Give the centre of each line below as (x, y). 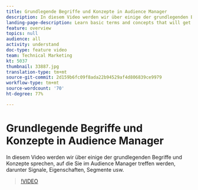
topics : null (22, 34)
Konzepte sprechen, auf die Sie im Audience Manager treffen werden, (91, 163)
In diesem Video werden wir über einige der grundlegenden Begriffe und (94, 157)
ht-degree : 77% (25, 94)
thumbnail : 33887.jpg (33, 66)
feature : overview (29, 28)
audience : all (24, 39)
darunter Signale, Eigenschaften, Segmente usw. (65, 169)
